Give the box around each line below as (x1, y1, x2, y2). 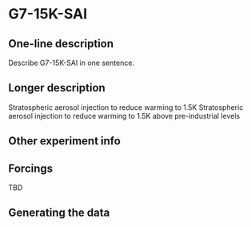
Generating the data (8, 206, 110, 220)
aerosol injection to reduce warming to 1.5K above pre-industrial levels (8, 111, 241, 120)
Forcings (8, 161, 54, 175)
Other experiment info (8, 134, 122, 148)
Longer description (8, 81, 106, 95)
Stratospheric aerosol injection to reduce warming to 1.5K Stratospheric (8, 102, 244, 112)
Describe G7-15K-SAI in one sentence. (8, 58, 134, 67)
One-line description (8, 37, 114, 51)
